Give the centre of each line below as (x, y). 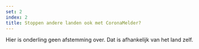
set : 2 (14, 12)
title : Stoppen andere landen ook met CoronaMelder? (73, 23)
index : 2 (17, 17)
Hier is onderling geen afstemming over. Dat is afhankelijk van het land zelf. (99, 40)
